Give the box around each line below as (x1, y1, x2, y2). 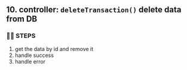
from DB (6, 14, 38, 24)
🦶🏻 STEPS (6, 32, 36, 40)
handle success (14, 52, 54, 59)
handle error (14, 58, 46, 65)
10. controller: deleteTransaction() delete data (6, 5, 182, 15)
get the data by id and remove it (14, 45, 94, 52)
